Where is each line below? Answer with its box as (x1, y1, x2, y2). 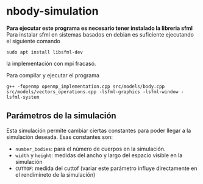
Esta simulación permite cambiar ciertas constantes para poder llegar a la (6, 127, 191, 134)
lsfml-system (6, 94, 40, 100)
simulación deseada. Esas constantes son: (6, 133, 113, 141)
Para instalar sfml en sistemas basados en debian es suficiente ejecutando (6, 30, 194, 38)
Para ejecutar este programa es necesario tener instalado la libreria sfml (6, 24, 193, 32)
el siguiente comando (6, 37, 61, 44)
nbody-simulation (6, 4, 99, 18)
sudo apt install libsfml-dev (6, 49, 84, 55)
